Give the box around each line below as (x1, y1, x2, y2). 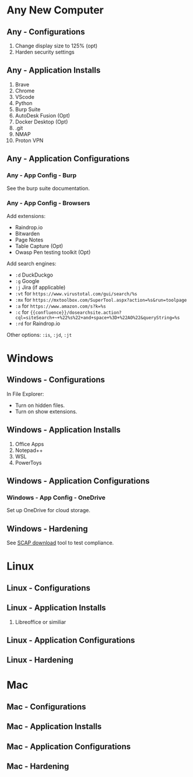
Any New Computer (6, 4, 104, 17)
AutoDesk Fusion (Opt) (15, 112, 71, 119)
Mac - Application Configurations (6, 741, 131, 751)
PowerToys (15, 459, 42, 466)
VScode (15, 93, 34, 100)
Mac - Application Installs (6, 721, 102, 731)
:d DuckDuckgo (15, 271, 53, 278)
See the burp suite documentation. (6, 185, 90, 192)
